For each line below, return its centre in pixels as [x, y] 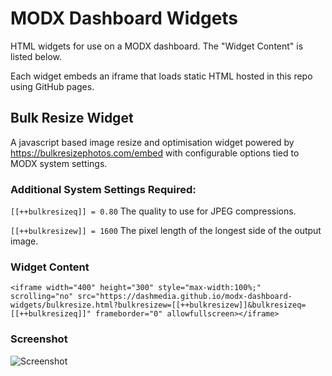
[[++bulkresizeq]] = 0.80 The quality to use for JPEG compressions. [153, 211]
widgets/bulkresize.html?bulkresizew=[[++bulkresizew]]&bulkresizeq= [158, 305]
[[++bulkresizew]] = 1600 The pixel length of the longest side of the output [166, 231]
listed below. [36, 56]
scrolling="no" [42, 297]
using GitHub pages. [52, 86]
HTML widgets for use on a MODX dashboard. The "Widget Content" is [157, 46]
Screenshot [39, 339]
